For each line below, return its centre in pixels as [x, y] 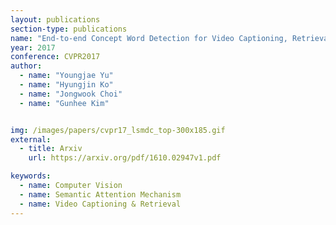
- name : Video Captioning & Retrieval [100, 204]
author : [26, 66]
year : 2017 [33, 47]
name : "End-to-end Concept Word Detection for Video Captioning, [149, 38]
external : [31, 139]
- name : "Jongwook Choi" [71, 94]
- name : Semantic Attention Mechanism [100, 194]
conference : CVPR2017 [55, 57]
